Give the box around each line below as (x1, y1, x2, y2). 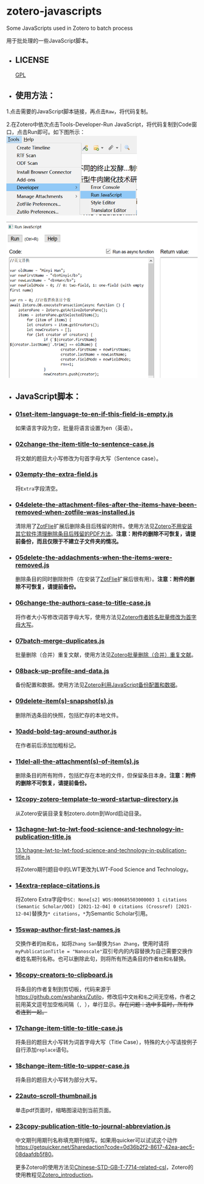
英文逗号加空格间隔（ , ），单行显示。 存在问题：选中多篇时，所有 (25, 1000, 189, 1008)
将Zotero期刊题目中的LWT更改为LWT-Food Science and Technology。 (15, 866, 192, 873)
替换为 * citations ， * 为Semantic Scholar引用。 (31, 910, 151, 917)
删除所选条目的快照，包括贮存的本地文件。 (15, 711, 122, 719)
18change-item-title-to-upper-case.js (15, 1061, 130, 1070)
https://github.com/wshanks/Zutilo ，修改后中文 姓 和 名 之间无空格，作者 (15, 993, 191, 1000)
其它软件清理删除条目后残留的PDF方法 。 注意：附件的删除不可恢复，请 (15, 530, 191, 538)
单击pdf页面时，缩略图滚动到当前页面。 (15, 1106, 115, 1113)
